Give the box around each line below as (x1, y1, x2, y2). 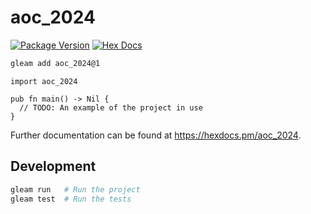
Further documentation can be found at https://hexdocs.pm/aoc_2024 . (10, 129, 302, 141)
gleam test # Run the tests (10, 194, 132, 204)
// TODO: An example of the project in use (19, 102, 203, 113)
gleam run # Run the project (10, 184, 141, 195)
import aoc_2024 (10, 76, 78, 86)
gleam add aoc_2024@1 (10, 58, 101, 68)
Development (10, 158, 97, 175)
